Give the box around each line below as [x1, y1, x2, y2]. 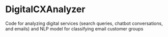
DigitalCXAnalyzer [5, 4, 86, 15]
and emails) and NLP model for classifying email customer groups [5, 25, 144, 31]
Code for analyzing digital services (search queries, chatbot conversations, [5, 20, 163, 26]
